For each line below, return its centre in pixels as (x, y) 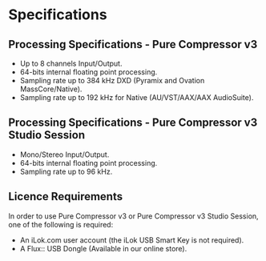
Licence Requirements (65, 197)
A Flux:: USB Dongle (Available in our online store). (103, 248)
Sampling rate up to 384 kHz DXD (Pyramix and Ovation (112, 80)
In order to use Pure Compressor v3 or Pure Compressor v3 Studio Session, (133, 216)
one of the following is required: (61, 224)
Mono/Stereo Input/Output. (64, 155)
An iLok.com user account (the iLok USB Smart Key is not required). (132, 240)
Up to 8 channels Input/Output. (71, 63)
